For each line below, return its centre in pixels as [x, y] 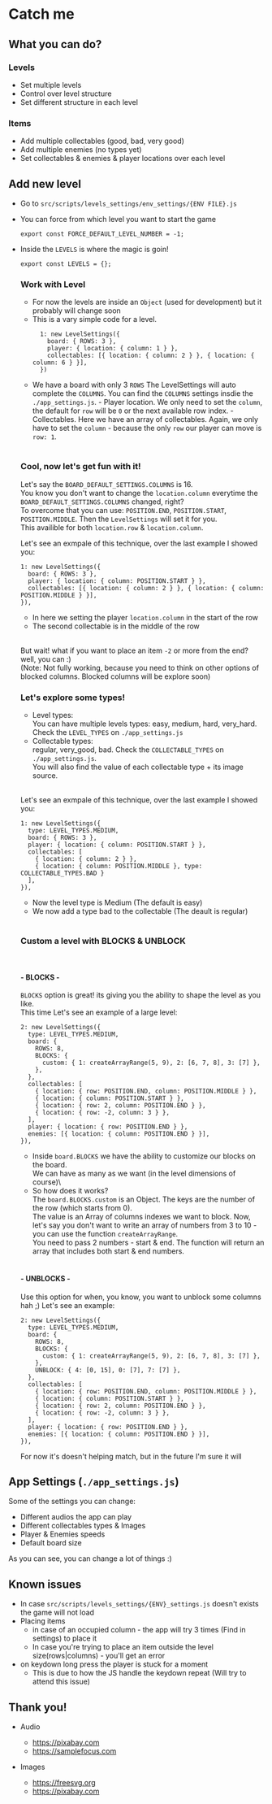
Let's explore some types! [73, 698]
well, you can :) [45, 659]
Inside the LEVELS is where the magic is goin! [94, 249]
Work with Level [53, 284]
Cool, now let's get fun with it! [80, 467]
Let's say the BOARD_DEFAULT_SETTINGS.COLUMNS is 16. [106, 484]
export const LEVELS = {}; [66, 264]
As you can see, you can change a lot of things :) [90, 1558]
